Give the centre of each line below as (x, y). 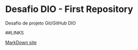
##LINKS (15, 32)
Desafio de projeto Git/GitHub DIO (41, 23)
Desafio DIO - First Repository (69, 9)
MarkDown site (21, 42)
